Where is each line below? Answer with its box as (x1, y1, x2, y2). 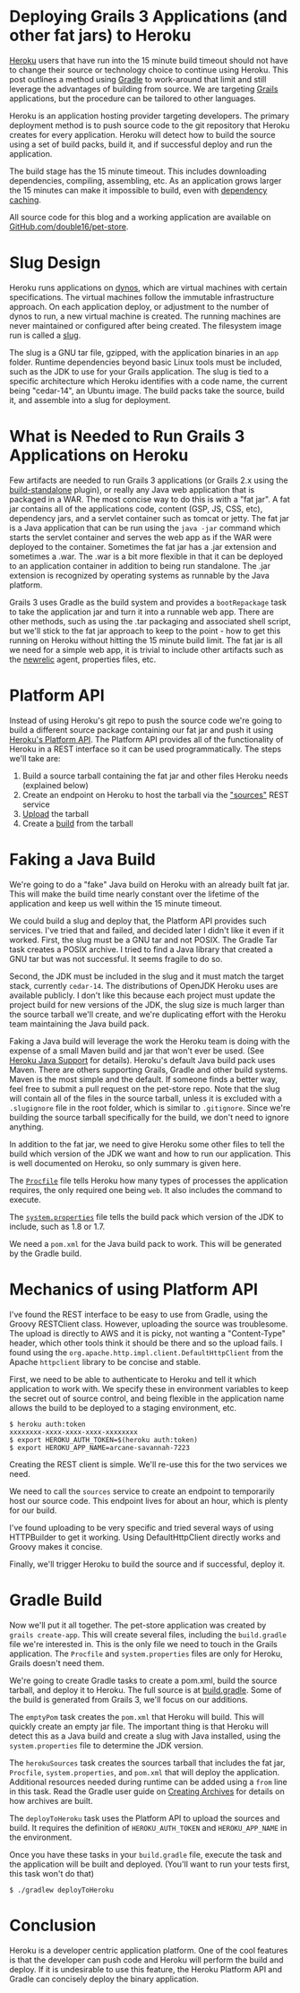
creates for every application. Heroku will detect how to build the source (9, 129, 276, 140)
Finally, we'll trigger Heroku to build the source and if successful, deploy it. (9, 1559, 286, 1569)
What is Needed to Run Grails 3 (9, 426, 245, 447)
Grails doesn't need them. (9, 1657, 105, 1668)
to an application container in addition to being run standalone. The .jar (9, 560, 271, 571)
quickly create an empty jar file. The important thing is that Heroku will (9, 1721, 269, 1731)
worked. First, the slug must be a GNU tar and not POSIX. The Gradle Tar (9, 934, 278, 945)
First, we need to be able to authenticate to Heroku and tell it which (9, 1373, 257, 1385)
